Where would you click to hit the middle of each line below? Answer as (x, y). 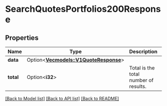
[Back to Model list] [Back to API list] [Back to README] (62, 99)
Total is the (142, 68)
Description (143, 52)
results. (138, 86)
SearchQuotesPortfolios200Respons (83, 9)
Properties (22, 38)
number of (141, 80)
